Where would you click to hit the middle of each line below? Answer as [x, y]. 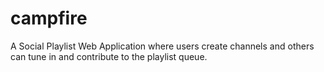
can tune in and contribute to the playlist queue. [109, 56]
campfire [49, 18]
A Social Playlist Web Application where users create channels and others [162, 46]
